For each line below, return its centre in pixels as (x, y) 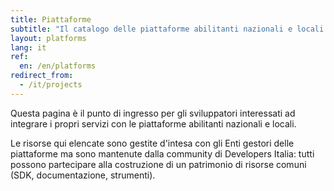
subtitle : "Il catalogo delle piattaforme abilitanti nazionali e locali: (169, 29)
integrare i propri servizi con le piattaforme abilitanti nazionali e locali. (153, 123)
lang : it (28, 47)
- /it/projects (51, 85)
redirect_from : (42, 76)
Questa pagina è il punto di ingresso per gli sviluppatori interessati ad (153, 113)
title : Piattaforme (51, 19)
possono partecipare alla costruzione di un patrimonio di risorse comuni (158, 164)
